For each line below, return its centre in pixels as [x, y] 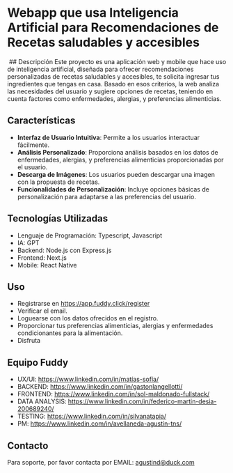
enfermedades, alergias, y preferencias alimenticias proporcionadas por [120, 160]
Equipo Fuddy [38, 363]
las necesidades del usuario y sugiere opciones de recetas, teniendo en [110, 91]
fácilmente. [33, 145]
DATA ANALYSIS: [42, 401]
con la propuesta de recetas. [58, 182]
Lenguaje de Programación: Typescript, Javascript [89, 235]
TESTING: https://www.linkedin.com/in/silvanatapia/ [92, 417]
